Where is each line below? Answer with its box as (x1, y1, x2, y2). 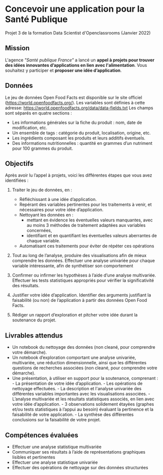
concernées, (26, 228, 52, 234)
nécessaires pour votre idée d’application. (19, 207, 104, 213)
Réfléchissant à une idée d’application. (19, 197, 97, 202)
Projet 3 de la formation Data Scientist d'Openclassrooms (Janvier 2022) (5, 30, 151, 36)
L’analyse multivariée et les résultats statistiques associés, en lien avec (12, 396, 155, 402)
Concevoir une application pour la (5, 3, 145, 15)
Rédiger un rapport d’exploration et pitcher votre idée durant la (12, 312, 138, 318)
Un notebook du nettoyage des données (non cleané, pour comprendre (12, 344, 156, 350)
